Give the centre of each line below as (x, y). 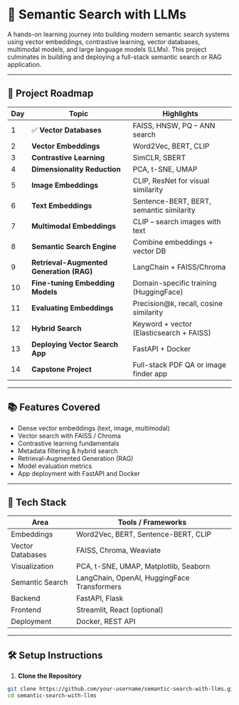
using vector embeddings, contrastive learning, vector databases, (104, 41)
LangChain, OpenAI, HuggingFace (133, 578)
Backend (26, 598)
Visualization (32, 566)
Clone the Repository (49, 676)
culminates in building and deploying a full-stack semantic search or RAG (115, 57)
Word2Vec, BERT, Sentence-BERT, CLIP (144, 534)
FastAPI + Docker (162, 349)
